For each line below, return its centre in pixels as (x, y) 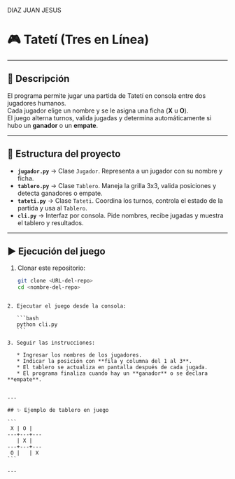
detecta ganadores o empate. (60, 193)
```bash (28, 319)
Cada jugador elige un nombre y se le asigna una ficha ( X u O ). (98, 110)
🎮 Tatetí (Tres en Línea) (78, 40)
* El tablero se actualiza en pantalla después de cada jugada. (112, 367)
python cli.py (37, 324)
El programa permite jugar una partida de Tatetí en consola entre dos (107, 95)
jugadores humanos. (37, 103)
